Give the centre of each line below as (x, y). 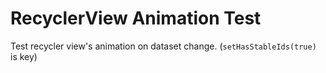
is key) (24, 56)
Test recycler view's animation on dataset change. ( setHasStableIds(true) (163, 46)
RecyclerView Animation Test (136, 18)
